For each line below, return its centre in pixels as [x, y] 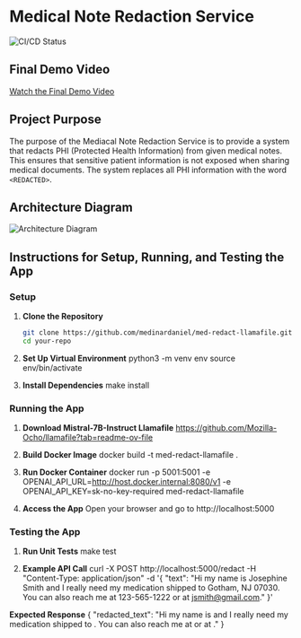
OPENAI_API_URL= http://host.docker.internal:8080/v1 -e [127, 482]
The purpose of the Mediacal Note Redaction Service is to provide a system [150, 141]
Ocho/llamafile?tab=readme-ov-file [88, 438]
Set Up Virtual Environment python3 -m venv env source [129, 358]
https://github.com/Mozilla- [226, 428]
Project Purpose [55, 120]
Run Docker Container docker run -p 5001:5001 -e [116, 472]
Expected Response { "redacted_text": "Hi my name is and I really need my [149, 615]
